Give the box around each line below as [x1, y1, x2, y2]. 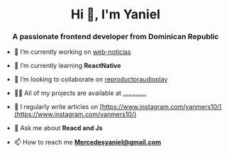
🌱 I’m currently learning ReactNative [13, 62, 122, 70]
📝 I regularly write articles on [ [13, 103, 103, 111]
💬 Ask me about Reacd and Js [13, 124, 103, 132]
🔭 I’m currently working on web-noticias [13, 47, 131, 56]
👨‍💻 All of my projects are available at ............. [13, 89, 147, 98]
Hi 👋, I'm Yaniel [70, 6, 161, 23]
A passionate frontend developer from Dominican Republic [12, 32, 219, 42]
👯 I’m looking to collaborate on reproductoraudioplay [13, 75, 168, 84]
